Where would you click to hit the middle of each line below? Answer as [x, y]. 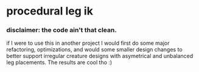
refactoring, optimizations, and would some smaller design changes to [94, 50]
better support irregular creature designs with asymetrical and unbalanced [100, 56]
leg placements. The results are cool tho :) [59, 62]
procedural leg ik [50, 11]
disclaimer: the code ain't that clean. [61, 30]
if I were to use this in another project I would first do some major [88, 43]
